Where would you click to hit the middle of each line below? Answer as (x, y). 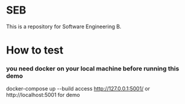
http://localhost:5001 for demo (43, 95)
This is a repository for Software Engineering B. (64, 26)
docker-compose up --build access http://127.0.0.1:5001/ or (78, 89)
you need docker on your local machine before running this (92, 69)
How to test (35, 50)
